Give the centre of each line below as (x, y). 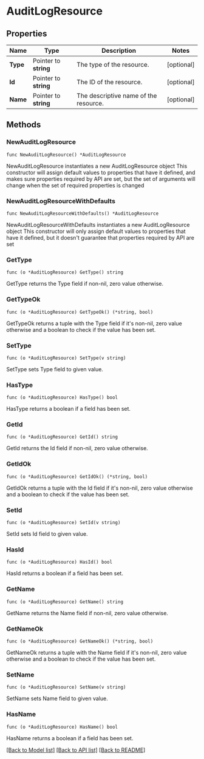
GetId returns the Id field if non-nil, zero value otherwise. (77, 448)
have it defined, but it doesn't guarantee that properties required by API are (100, 237)
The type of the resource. (113, 65)
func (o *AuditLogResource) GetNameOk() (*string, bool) (80, 641)
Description (119, 51)
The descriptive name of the (117, 96)
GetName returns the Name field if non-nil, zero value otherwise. (87, 613)
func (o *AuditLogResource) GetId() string (62, 437)
